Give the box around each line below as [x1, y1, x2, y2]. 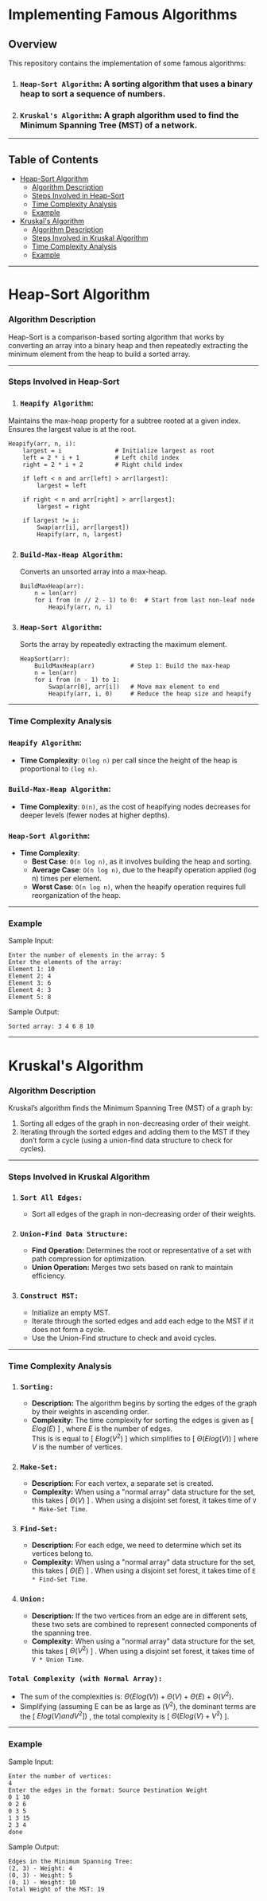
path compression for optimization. [31, 1254, 147, 1264]
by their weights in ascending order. [31, 1406, 149, 1416]
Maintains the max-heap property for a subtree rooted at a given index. [8, 416, 241, 425]
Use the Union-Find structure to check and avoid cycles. [31, 1333, 217, 1342]
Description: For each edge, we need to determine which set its [31, 1540, 242, 1550]
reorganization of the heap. [31, 891, 122, 900]
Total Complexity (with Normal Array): [8, 1675, 163, 1683]
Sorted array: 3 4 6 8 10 [8, 1022, 94, 1031]
